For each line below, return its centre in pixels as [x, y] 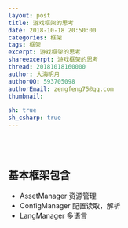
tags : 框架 [25, 45]
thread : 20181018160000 [47, 67]
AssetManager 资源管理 [58, 196]
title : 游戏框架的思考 [41, 23]
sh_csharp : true [35, 118]
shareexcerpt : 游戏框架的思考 [53, 60]
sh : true [22, 110]
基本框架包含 [39, 176]
